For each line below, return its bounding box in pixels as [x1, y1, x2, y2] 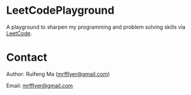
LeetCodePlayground [6, 4, 115, 17]
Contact [6, 51, 47, 65]
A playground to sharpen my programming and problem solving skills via [6, 23, 186, 30]
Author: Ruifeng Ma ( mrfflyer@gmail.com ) [6, 70, 110, 78]
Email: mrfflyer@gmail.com [6, 82, 73, 89]
